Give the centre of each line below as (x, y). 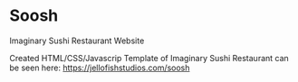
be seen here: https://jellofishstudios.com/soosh (100, 68)
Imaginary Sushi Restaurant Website (77, 41)
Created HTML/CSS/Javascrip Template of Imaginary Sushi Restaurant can (149, 58)
